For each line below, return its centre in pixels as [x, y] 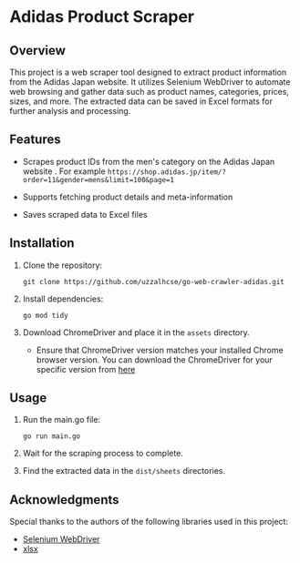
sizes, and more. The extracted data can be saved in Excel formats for [141, 101]
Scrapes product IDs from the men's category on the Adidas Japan [149, 161]
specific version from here [86, 369]
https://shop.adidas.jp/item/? [167, 172]
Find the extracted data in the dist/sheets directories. [124, 471]
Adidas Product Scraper [102, 17]
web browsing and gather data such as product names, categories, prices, [150, 92]
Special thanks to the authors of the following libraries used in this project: [149, 522]
